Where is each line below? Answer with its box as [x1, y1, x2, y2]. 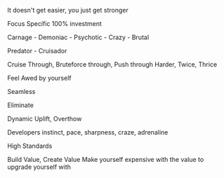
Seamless [7, 88, 36, 95]
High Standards [7, 142, 53, 150]
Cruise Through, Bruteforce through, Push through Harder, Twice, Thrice [7, 60, 218, 69]
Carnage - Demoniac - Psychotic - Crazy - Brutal [7, 33, 150, 41]
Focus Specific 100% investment [7, 20, 102, 27]
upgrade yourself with [7, 163, 72, 171]
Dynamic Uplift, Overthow [7, 115, 82, 123]
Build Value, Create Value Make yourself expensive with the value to [7, 156, 204, 163]
